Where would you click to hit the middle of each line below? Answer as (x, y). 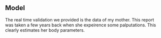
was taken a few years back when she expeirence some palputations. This (80, 25)
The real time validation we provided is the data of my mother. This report (80, 19)
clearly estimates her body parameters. (45, 30)
